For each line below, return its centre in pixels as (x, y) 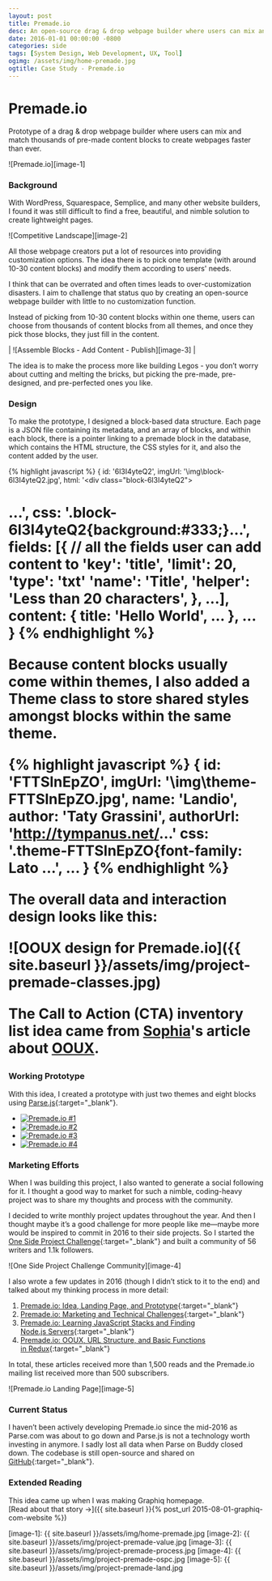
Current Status (38, 1410)
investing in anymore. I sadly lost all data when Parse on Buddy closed (126, 1445)
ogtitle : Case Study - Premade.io (67, 69)
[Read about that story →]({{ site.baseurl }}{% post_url (100, 1509)
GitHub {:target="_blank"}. (51, 1462)
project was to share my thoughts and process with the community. (121, 1200)
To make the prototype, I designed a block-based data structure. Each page (135, 421)
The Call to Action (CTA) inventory (126, 1014)
